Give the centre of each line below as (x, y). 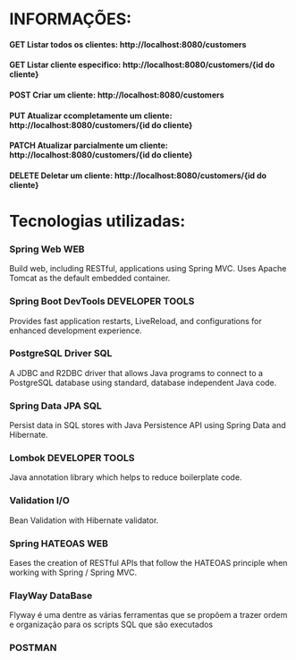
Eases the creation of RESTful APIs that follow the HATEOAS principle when (148, 563)
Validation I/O (39, 501)
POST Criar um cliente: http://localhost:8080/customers (117, 95)
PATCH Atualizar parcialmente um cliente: (89, 146)
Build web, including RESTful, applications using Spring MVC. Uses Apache (148, 269)
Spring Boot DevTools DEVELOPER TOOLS (102, 302)
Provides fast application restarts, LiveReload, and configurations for (135, 321)
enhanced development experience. (76, 330)
